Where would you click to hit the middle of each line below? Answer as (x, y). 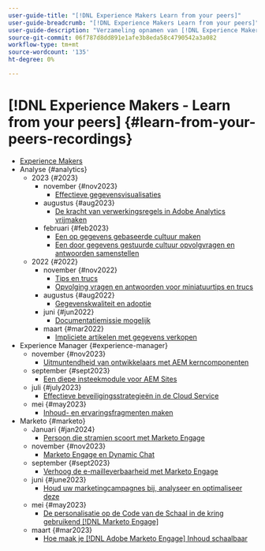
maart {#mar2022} (74, 328)
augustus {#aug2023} (79, 203)
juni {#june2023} (59, 479)
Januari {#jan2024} (63, 429)
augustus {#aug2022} (79, 295)
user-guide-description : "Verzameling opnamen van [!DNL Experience (123, 30)
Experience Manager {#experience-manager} (93, 345)
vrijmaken (71, 219)
